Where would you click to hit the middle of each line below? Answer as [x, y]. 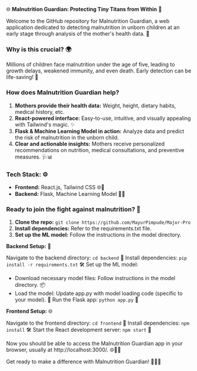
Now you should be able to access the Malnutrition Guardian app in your [94, 344]
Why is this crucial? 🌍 [39, 49]
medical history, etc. [39, 112]
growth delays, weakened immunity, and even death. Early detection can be [99, 71]
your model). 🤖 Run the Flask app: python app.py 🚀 [77, 300]
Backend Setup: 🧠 [29, 246]
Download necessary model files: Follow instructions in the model [95, 278]
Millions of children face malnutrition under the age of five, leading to [90, 65]
